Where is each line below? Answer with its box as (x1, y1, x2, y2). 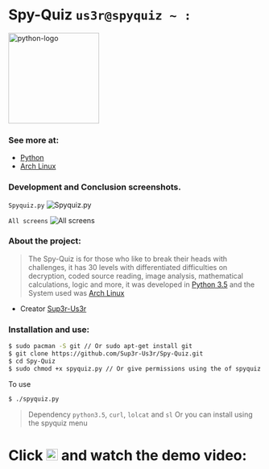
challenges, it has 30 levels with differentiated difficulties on (27, 262, 228, 272)
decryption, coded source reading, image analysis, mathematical (27, 271, 244, 280)
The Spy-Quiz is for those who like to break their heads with (27, 254, 228, 264)
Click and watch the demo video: (8, 446, 247, 464)
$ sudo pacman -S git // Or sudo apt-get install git (8, 342, 193, 351)
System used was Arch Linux (27, 288, 125, 297)
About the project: (8, 235, 82, 247)
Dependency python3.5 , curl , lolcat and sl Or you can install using (27, 409, 253, 419)
